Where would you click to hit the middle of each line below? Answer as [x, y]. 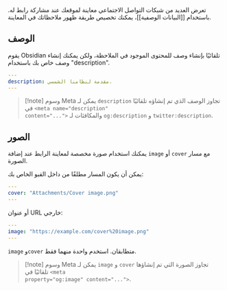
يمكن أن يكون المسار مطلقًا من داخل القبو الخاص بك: [76, 174]
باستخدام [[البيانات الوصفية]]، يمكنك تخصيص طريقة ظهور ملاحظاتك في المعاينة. [110, 17]
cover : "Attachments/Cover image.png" [63, 193]
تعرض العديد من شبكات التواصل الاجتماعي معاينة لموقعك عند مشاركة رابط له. [107, 10]
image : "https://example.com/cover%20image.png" [79, 231]
